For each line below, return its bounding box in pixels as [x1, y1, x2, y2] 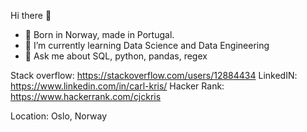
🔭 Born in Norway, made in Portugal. [24, 29, 175, 40]
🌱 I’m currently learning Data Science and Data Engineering [24, 40, 270, 51]
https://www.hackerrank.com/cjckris [10, 91, 162, 102]
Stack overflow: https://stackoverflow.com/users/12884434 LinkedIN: [10, 70, 298, 81]
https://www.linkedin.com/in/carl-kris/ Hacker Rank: [10, 80, 225, 92]
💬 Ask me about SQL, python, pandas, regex [24, 50, 208, 62]
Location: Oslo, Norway [10, 110, 108, 122]
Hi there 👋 [10, 10, 52, 21]
